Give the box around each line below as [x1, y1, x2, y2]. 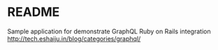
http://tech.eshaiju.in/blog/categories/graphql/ [7, 34, 141, 42]
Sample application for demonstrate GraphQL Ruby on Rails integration [7, 27, 211, 35]
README [7, 4, 60, 20]
